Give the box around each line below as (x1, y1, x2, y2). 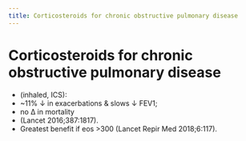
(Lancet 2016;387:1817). (19, 115, 99, 125)
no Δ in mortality (19, 107, 75, 116)
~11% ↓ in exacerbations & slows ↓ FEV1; (19, 98, 158, 108)
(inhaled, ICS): (19, 90, 67, 99)
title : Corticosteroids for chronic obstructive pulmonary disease (8, 11, 239, 20)
